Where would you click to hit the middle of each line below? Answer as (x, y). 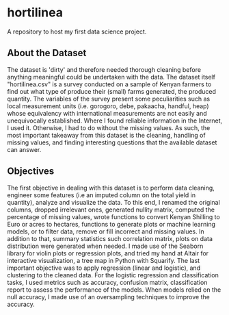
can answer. (24, 149)
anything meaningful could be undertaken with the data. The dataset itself (111, 77)
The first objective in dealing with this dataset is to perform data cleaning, (111, 188)
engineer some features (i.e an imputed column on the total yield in (102, 195)
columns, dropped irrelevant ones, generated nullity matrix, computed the (111, 210)
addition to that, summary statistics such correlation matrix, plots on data (110, 238)
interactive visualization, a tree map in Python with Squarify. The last (104, 260)
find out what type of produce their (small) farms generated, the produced (112, 91)
